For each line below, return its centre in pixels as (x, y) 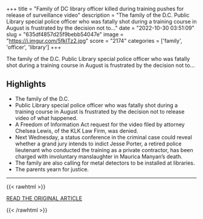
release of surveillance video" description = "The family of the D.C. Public (98, 15)
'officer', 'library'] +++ (34, 47)
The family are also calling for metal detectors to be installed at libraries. (105, 163)
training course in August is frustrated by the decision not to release (100, 112)
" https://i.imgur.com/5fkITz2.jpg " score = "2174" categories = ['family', (94, 41)
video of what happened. (46, 118)
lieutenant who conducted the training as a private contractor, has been (104, 150)
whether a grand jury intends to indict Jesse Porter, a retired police (98, 144)
